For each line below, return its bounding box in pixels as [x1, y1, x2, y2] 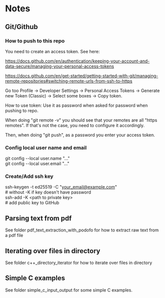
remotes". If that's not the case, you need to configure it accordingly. [5, 122, 145, 128]
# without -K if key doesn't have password [5, 189, 91, 195]
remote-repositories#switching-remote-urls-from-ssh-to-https [5, 78, 132, 84]
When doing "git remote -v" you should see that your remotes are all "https [5, 117, 158, 123]
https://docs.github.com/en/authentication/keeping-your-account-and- [5, 58, 150, 64]
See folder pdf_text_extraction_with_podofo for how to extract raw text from [5, 227, 159, 233]
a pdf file [5, 232, 24, 238]
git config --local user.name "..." [5, 156, 70, 162]
